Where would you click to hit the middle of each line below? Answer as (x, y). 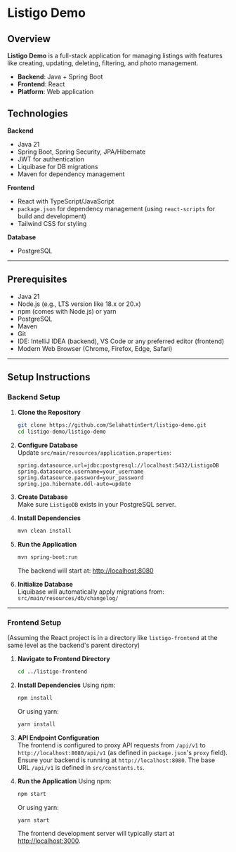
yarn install (37, 724)
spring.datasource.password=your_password (80, 478)
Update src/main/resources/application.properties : (94, 453)
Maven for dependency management (71, 174)
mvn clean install (44, 531)
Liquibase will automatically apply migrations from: (91, 592)
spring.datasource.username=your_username (80, 472)
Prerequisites (37, 280)
